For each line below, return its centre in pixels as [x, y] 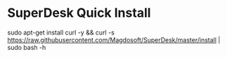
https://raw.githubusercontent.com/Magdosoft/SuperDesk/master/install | [114, 39]
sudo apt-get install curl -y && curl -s [61, 32]
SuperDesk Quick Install [79, 13]
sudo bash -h [27, 47]
